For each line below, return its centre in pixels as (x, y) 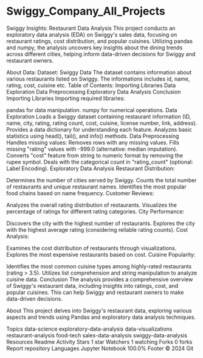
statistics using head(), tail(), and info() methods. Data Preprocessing (93, 136)
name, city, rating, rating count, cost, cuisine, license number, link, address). (102, 123)
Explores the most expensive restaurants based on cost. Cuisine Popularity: (101, 254)
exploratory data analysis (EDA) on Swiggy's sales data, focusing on (92, 34)
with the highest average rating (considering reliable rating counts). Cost (97, 229)
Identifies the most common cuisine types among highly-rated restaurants (99, 266)
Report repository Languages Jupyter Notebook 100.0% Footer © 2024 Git (100, 348)
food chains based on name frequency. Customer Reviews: (80, 193)
